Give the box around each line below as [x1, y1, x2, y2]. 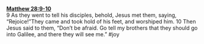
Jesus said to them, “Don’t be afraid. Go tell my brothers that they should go [6, 24, 198, 31]
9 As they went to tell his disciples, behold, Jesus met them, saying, [6, 11, 177, 19]
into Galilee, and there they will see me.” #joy [6, 31, 120, 38]
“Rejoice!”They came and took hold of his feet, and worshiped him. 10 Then [6, 18, 197, 25]
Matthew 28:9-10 [6, 5, 52, 12]
